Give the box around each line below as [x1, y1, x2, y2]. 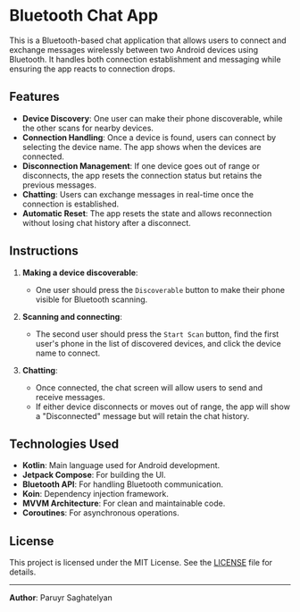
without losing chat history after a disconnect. [21, 217, 192, 228]
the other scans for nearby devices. [21, 122, 154, 133]
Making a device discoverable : [21, 267, 138, 278]
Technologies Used [9, 436, 119, 451]
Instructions [9, 243, 79, 259]
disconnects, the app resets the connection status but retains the [21, 170, 262, 180]
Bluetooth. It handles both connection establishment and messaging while [9, 54, 281, 64]
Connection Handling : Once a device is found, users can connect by [21, 131, 277, 143]
